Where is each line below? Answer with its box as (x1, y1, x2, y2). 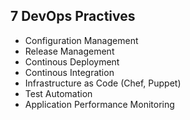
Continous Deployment (24, 55, 120, 68)
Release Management (24, 45, 115, 57)
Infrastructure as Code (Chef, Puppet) (24, 77, 182, 89)
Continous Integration (24, 66, 115, 78)
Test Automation (24, 87, 93, 99)
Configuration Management (24, 34, 139, 46)
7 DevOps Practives (10, 8, 136, 25)
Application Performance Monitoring (24, 98, 175, 110)
